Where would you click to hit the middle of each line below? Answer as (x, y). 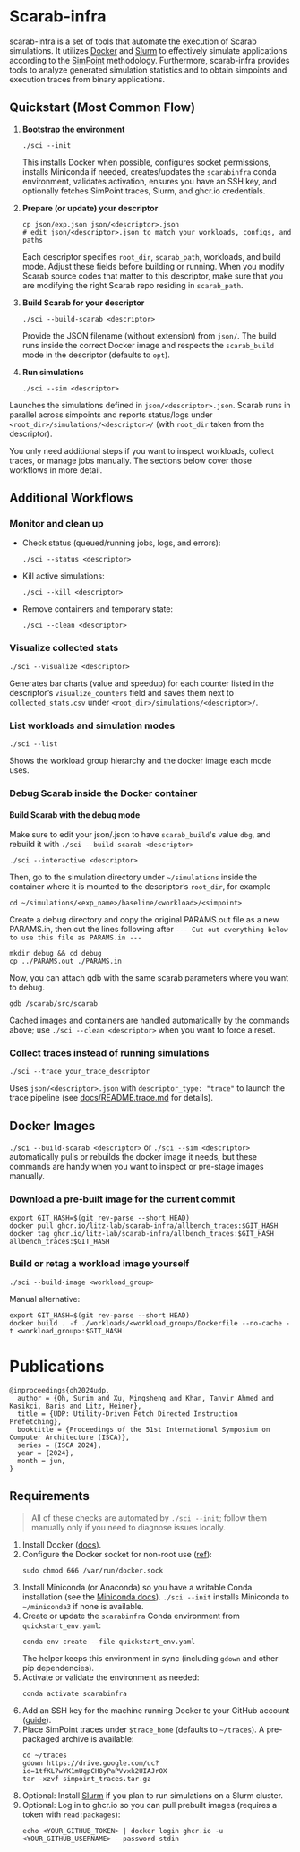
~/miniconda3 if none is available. (83, 1606)
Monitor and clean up (57, 524)
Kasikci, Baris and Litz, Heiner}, (76, 1406)
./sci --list (34, 744)
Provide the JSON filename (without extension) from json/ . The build (149, 335)
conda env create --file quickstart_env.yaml (108, 1642)
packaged (41, 1738)
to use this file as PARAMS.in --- (76, 938)
